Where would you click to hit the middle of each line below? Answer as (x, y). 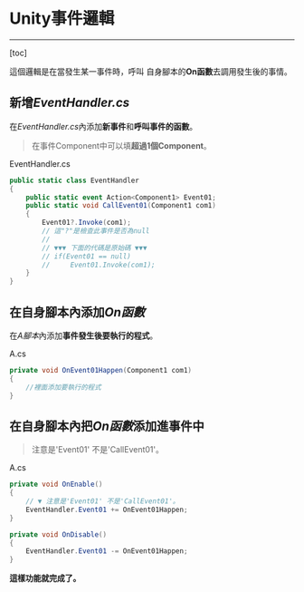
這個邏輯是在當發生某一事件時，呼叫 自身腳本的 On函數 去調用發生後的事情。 (151, 71)
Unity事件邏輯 (62, 19)
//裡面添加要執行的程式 (63, 387)
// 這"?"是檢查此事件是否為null (96, 231)
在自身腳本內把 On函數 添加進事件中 (107, 426)
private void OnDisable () (58, 534)
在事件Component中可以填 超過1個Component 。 (122, 145)
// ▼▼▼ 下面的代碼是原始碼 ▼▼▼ (95, 247)
